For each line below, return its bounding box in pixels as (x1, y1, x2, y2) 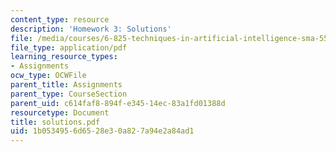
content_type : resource (10, 14, 110, 25)
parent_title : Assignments (10, 80, 123, 90)
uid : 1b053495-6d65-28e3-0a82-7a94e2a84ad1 (10, 126, 195, 136)
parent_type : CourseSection (10, 89, 128, 99)
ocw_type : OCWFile (10, 71, 87, 81)
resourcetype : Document (10, 107, 110, 118)
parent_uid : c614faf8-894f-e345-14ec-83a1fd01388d (10, 98, 226, 108)
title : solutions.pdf (10, 117, 101, 127)
